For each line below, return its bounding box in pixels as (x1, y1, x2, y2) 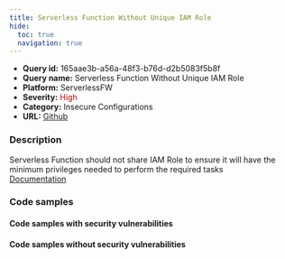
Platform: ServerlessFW (22, 82, 113, 93)
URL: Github (22, 111, 69, 122)
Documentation (9, 173, 67, 184)
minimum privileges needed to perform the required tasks (9, 163, 224, 174)
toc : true (17, 30, 54, 39)
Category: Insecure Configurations (22, 101, 153, 113)
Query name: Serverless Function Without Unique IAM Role (22, 73, 245, 84)
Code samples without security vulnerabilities (9, 238, 187, 249)
